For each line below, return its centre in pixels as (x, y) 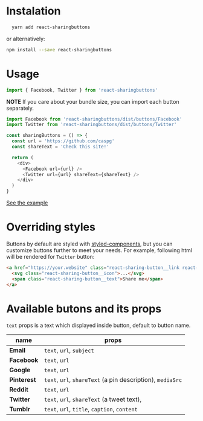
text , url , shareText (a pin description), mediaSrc (113, 380)
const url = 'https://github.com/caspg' (63, 141)
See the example (27, 203)
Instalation (34, 11)
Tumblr (20, 410)
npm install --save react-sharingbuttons (59, 49)
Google (20, 370)
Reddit (19, 390)
